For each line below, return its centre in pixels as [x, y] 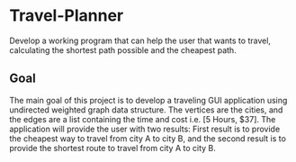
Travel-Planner [67, 16]
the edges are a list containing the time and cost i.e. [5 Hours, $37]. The [143, 119]
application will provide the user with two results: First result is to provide [145, 129]
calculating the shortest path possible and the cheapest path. [123, 49]
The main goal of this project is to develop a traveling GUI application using [148, 100]
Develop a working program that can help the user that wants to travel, [140, 40]
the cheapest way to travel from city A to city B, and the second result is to [148, 138]
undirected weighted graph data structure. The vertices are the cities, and [146, 110]
